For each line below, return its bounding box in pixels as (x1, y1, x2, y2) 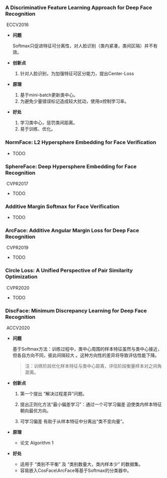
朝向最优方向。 (20, 407, 51, 414)
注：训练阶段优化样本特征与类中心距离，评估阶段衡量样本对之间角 (25, 363, 162, 369)
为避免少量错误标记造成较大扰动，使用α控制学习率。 (20, 98, 129, 104)
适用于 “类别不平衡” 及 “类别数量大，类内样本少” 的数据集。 (20, 461, 143, 467)
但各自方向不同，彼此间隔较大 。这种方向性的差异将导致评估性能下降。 (12, 352, 159, 359)
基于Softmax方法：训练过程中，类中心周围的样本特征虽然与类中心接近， (12, 346, 162, 352)
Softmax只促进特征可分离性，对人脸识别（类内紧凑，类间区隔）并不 (12, 43, 153, 49)
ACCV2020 (6, 325, 30, 331)
